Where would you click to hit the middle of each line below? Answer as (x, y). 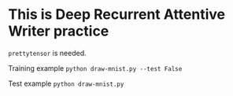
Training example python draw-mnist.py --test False (95, 68)
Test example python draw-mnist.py (66, 83)
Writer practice (59, 31)
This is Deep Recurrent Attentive (117, 15)
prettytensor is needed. (47, 53)
